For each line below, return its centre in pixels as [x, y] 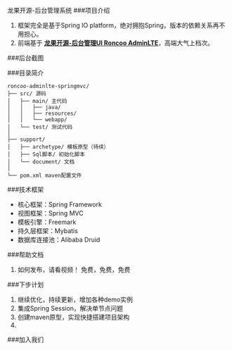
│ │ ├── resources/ [42, 113]
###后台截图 [26, 58]
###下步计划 [26, 285]
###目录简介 [26, 73]
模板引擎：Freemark [47, 222]
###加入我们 [26, 339]
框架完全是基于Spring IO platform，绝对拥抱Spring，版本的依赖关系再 [118, 25]
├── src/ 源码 [27, 94]
